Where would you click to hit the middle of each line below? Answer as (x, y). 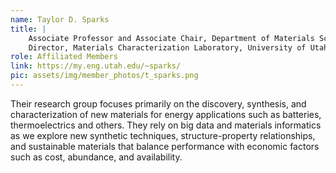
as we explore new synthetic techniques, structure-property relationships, (163, 135)
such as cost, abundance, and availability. (96, 157)
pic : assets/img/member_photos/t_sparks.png (104, 76)
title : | (28, 29)
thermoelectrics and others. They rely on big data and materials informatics (166, 125)
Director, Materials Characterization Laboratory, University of (167, 47)
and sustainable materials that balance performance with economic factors (165, 146)
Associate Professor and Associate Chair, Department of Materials (171, 38)
